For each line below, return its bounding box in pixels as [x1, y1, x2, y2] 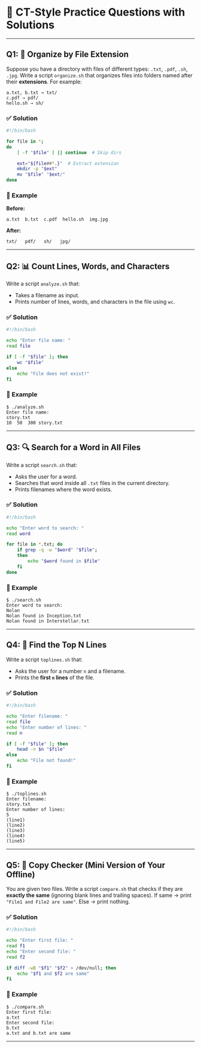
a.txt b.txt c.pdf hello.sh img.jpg [6, 216, 109, 222]
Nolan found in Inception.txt [6, 613, 82, 619]
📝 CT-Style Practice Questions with [6, 5, 185, 19]
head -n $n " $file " [17, 746, 66, 752]
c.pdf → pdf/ [6, 95, 39, 101]
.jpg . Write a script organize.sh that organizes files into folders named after [6, 71, 193, 79]
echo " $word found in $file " [28, 558, 100, 564]
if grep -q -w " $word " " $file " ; [17, 547, 98, 553]
